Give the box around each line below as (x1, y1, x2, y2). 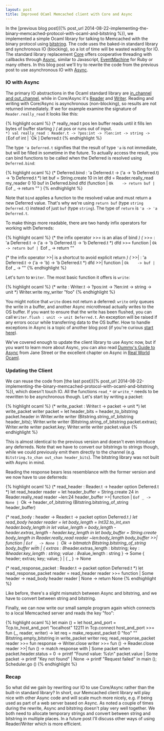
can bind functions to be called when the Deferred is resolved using (5, 155, 142, 161)
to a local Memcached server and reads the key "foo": (5, 610, 114, 616)
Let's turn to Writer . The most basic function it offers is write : (5, 274, 130, 280)
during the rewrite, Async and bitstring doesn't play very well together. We (5, 706, 155, 711)
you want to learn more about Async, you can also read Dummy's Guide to (5, 344, 155, 350)
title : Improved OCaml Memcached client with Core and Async (5, 12, 133, 17)
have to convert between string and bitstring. (5, 595, 97, 601)
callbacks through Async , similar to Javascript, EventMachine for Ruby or (5, 56, 153, 62)
